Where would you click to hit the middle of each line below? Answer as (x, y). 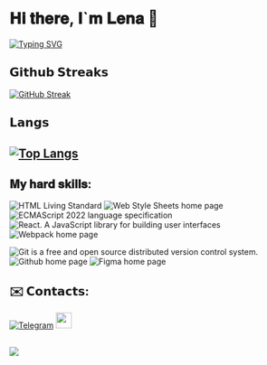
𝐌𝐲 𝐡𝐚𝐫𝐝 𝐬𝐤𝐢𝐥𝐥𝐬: (51, 184)
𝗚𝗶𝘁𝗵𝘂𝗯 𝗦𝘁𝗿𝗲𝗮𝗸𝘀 (59, 73)
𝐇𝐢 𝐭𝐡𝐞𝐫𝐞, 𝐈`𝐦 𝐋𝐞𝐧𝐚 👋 (84, 19)
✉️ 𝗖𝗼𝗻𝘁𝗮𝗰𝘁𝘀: (49, 291)
